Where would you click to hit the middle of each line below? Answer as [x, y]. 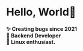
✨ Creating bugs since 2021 [41, 28]
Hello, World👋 [41, 12]
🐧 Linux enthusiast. [31, 42]
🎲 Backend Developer [34, 36]
